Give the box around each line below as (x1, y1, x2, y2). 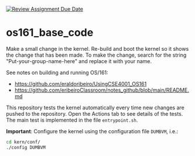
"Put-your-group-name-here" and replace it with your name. (6, 57, 152, 64)
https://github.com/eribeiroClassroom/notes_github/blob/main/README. (14, 86, 189, 93)
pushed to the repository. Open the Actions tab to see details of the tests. (6, 110, 183, 117)
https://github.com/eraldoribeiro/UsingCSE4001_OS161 (14, 80, 147, 87)
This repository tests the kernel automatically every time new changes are (6, 104, 184, 111)
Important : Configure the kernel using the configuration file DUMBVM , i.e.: (6, 127, 179, 134)
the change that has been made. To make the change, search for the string (6, 51, 187, 58)
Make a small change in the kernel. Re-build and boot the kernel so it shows (6, 45, 189, 52)
